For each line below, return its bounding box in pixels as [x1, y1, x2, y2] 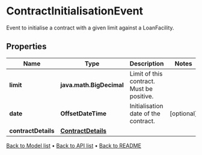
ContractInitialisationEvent [6, 4, 143, 18]
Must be [129, 84, 153, 93]
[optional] [169, 109, 197, 118]
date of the [129, 109, 161, 118]
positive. [129, 92, 154, 100]
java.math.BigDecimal [60, 81, 124, 89]
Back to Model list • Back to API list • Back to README [6, 142, 141, 149]
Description [129, 59, 164, 67]
